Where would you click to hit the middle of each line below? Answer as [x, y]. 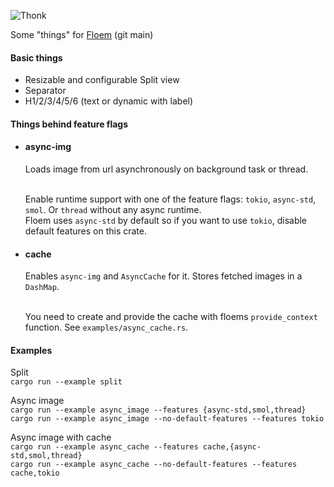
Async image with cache [61, 437]
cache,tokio [35, 473]
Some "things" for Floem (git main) [82, 34]
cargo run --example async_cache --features [104, 447]
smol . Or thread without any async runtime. [113, 209]
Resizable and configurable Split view [102, 80]
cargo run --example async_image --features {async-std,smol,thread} [158, 410]
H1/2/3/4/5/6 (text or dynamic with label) [109, 101]
